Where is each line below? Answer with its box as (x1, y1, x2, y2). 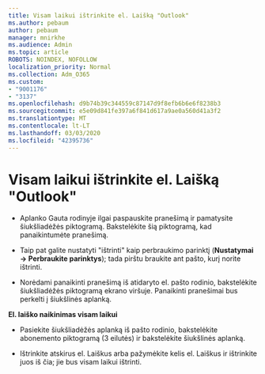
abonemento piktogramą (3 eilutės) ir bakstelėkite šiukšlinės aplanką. (19, 334, 245, 343)
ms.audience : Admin (8, 41, 73, 49)
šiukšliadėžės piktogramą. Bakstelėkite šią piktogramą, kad (19, 222, 212, 232)
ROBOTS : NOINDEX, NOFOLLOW (8, 56, 97, 64)
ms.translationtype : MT (8, 115, 87, 123)
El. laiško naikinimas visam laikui (8, 310, 118, 319)
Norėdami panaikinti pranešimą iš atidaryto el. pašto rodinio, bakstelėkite (19, 278, 257, 287)
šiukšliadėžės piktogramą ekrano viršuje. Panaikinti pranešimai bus (19, 286, 238, 296)
